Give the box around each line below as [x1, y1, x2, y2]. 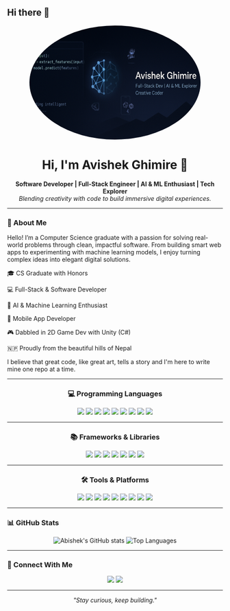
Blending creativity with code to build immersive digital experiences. [18, 195, 212, 203]
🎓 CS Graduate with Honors [7, 269, 88, 278]
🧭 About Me [7, 218, 47, 228]
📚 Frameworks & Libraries [70, 432, 160, 442]
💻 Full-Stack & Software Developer [7, 285, 107, 293]
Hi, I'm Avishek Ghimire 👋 [42, 157, 188, 173]
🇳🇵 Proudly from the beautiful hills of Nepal [7, 344, 132, 352]
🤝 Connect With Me [7, 560, 73, 569]
